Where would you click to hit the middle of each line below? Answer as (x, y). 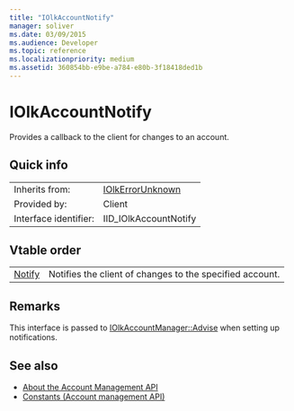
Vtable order (45, 251)
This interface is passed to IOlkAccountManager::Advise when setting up (145, 328)
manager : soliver (42, 26)
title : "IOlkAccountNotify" (62, 17)
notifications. (34, 337)
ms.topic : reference (48, 51)
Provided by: (40, 204)
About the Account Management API (90, 388)
